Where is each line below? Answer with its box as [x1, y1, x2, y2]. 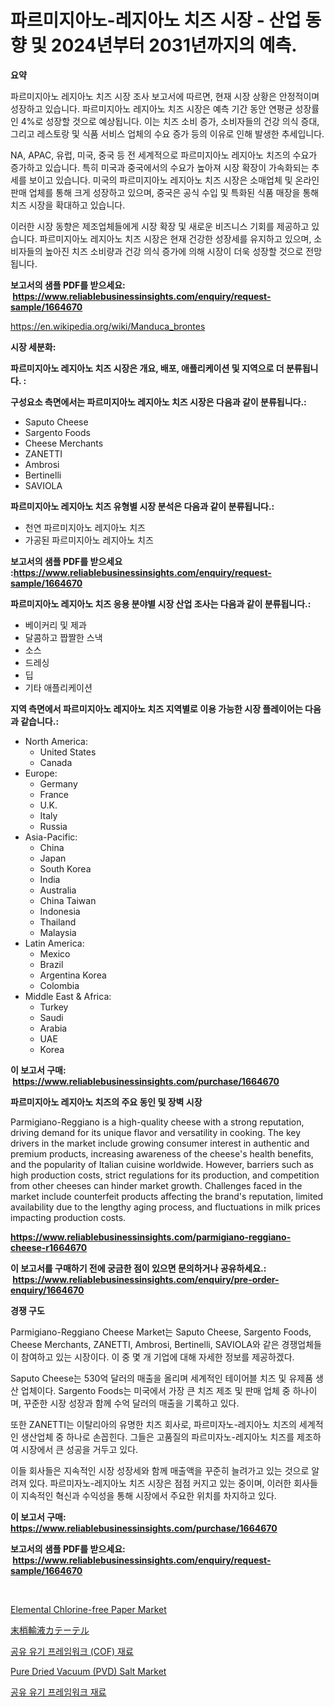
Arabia [39, 1022, 68, 1034]
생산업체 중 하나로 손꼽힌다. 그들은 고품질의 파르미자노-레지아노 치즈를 [20, 1431, 295, 1443]
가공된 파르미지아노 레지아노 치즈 [24, 534, 154, 546]
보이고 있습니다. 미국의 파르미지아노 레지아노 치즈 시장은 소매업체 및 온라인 [28, 174, 320, 186]
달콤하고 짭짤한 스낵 [24, 631, 103, 643]
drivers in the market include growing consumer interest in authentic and [10, 1137, 310, 1149]
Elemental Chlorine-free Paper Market [10, 1603, 167, 1615]
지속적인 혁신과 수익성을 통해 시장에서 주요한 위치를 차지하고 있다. [20, 1489, 277, 1501]
